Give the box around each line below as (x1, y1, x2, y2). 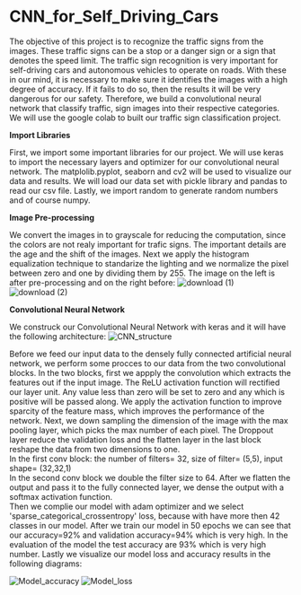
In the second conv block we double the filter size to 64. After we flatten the (9, 472, 291, 483)
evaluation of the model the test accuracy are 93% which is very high (9, 538, 267, 549)
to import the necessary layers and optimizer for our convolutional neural (9, 156, 279, 167)
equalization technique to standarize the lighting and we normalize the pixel (9, 258, 289, 268)
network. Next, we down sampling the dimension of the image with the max (9, 415, 289, 425)
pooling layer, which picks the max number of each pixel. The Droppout (9, 424, 274, 435)
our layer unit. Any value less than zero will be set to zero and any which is (9, 386, 286, 397)
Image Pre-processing (9, 212, 95, 223)
